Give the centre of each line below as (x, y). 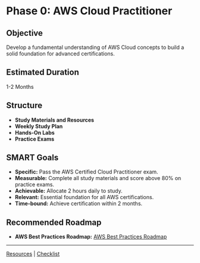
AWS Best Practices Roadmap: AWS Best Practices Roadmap (91, 237)
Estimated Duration (43, 72)
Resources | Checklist (33, 254)
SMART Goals (32, 158)
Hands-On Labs (35, 132)
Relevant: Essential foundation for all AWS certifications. (84, 197)
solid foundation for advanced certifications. (60, 54)
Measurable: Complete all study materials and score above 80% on (98, 178)
